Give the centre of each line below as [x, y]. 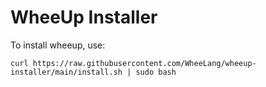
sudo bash [156, 72]
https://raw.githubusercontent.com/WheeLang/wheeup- [144, 63]
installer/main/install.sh [66, 72]
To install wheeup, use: [58, 45]
